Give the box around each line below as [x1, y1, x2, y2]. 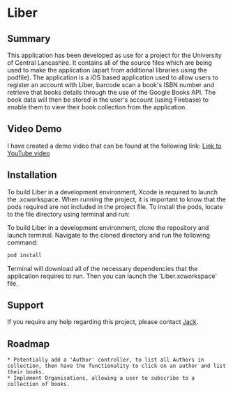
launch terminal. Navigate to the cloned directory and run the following [7, 231, 211, 239]
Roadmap [7, 338, 50, 350]
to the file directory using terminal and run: [7, 210, 130, 218]
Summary [7, 33, 51, 45]
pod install [7, 252, 42, 259]
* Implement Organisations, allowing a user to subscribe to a [7, 375, 195, 382]
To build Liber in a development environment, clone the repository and [7, 223, 209, 231]
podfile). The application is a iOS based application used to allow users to [7, 73, 218, 82]
